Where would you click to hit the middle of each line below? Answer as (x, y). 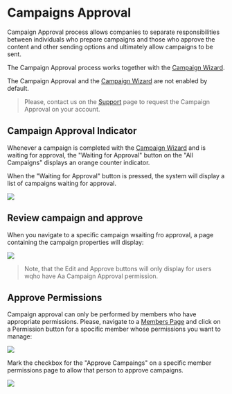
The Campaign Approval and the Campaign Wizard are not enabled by (107, 80)
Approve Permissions (55, 297)
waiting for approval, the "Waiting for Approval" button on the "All (100, 155)
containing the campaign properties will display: (75, 242)
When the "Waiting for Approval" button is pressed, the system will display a (116, 175)
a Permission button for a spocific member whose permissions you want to (114, 329)
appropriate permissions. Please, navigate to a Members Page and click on (114, 322)
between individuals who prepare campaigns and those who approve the (111, 39)
